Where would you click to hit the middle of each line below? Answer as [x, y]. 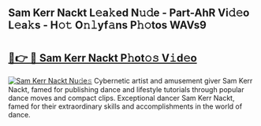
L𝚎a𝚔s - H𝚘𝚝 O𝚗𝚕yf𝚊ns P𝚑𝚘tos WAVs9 [107, 26]
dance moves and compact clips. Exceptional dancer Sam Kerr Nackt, [121, 98]
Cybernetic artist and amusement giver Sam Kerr [173, 81]
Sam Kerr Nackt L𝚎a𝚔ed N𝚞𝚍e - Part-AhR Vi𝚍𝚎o [129, 13]
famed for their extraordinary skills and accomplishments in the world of [125, 106]
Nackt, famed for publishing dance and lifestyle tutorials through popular [126, 89]
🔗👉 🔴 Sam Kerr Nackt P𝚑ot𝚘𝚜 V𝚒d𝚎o [103, 58]
